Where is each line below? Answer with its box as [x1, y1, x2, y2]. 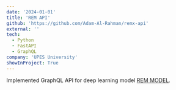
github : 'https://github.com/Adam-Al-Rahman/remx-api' [6, 20, 149, 26]
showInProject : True [6, 60, 59, 66]
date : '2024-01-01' [6, 9, 56, 15]
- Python [12, 37, 34, 43]
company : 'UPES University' [6, 54, 78, 60]
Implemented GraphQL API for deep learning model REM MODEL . [6, 77, 171, 84]
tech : [6, 32, 20, 38]
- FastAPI [12, 43, 37, 49]
